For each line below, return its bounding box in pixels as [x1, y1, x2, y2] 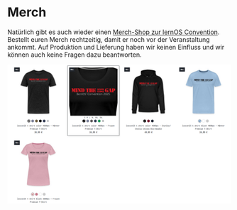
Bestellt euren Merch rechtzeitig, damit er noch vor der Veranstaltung [7, 35, 211, 43]
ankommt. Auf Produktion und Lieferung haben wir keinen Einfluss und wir [7, 43, 225, 51]
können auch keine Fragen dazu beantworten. [7, 50, 142, 59]
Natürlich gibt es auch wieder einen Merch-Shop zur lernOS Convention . [7, 28, 220, 36]
